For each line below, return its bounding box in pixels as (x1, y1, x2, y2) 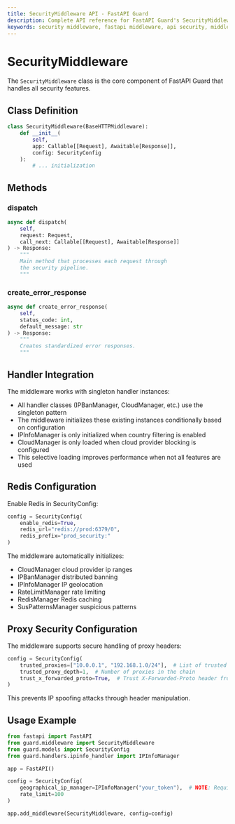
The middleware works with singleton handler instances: (7, 387, 170, 395)
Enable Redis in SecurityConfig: (7, 499, 99, 507)
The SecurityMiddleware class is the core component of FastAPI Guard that (7, 77, 224, 85)
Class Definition (7, 105, 78, 117)
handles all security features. (7, 84, 91, 93)
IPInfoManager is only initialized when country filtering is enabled (17, 430, 206, 439)
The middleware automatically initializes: (7, 552, 124, 560)
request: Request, (20, 232, 73, 239)
